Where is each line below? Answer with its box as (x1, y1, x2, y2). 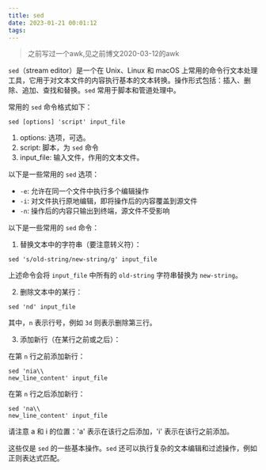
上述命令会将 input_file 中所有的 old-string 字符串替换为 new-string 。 (8, 271, 243, 280)
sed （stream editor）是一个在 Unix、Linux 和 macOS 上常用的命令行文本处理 (8, 66, 258, 75)
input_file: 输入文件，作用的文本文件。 (19, 153, 144, 162)
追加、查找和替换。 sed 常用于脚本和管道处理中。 (21, 85, 180, 95)
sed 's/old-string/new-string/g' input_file (8, 256, 158, 263)
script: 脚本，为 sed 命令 (19, 143, 99, 153)
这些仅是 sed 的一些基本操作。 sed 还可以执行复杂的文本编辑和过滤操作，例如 (8, 444, 257, 453)
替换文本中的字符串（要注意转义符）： (19, 240, 142, 249)
